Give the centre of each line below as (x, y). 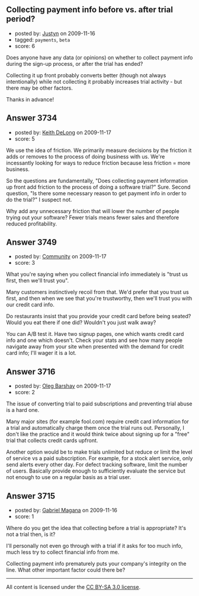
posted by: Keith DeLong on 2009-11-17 (63, 132)
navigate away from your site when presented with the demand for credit (95, 347)
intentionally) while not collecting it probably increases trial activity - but (94, 81)
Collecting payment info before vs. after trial (90, 10)
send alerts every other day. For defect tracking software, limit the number (97, 465)
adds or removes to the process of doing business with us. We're (86, 156)
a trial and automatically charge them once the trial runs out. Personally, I (95, 428)
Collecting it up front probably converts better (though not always (86, 75)
